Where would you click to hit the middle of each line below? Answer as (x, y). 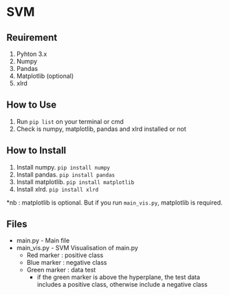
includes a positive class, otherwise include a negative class (122, 285)
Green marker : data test (61, 270)
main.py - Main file (43, 241)
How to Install (36, 151)
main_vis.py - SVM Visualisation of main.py (77, 248)
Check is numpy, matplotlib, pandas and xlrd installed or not (101, 129)
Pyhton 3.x (32, 54)
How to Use (32, 105)
